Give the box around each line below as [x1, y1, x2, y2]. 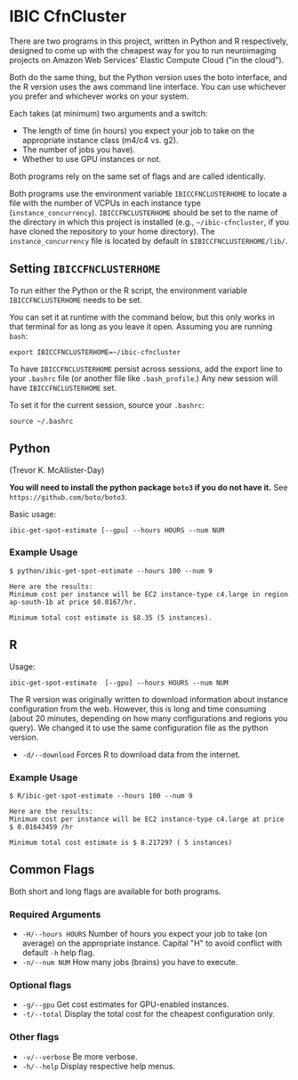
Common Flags [9, 862, 95, 878]
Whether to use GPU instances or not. [21, 153, 162, 164]
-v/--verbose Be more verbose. [21, 1051, 138, 1061]
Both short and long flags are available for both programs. [9, 886, 221, 897]
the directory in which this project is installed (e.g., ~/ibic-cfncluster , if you [9, 216, 289, 227]
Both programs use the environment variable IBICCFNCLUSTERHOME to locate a [9, 188, 287, 199]
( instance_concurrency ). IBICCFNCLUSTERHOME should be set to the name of [9, 207, 278, 217]
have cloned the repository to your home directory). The [9, 225, 215, 237]
